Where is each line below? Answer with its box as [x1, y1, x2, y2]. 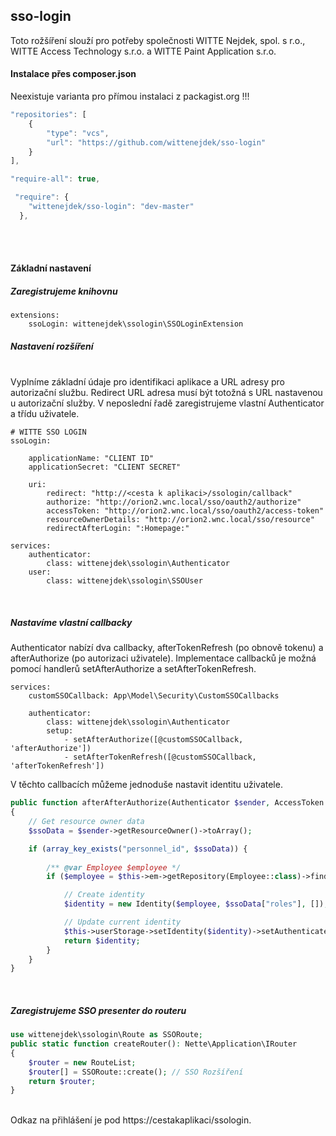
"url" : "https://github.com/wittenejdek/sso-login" [46, 137, 267, 148]
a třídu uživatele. [10, 408, 80, 420]
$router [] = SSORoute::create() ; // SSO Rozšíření [28, 1067, 244, 1077]
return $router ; [28, 1076, 97, 1086]
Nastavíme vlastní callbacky [10, 616, 133, 628]
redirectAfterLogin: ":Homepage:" [46, 524, 190, 534]
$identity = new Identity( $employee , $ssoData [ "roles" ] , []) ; [63, 899, 329, 909]
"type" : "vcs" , [46, 128, 110, 138]
